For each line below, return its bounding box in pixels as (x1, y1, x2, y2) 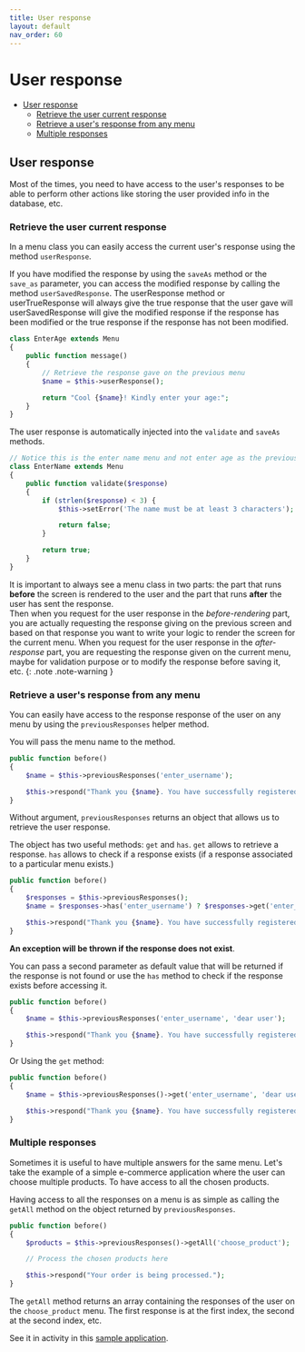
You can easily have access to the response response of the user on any (9, 710, 281, 721)
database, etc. (9, 198, 64, 209)
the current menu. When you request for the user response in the (9, 637, 253, 648)
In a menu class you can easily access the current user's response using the (9, 242, 296, 253)
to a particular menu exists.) (9, 859, 114, 870)
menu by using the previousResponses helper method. (9, 719, 210, 730)
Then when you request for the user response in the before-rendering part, (9, 608, 290, 619)
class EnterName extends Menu (9, 462, 124, 472)
